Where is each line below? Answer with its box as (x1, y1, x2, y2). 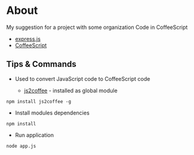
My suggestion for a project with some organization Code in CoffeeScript (6, 24, 188, 31)
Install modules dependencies (14, 109, 90, 116)
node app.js (6, 143, 36, 149)
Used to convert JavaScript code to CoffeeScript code (14, 75, 151, 82)
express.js (14, 35, 41, 42)
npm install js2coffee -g (6, 98, 71, 104)
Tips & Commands (6, 59, 77, 69)
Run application (14, 131, 54, 139)
